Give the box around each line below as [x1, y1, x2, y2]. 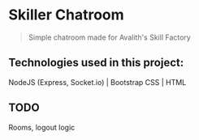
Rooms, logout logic [8, 122, 76, 132]
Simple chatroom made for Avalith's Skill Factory [28, 32, 191, 42]
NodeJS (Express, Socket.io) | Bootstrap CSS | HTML [8, 77, 187, 87]
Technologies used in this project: [8, 56, 184, 70]
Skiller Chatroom [8, 6, 124, 24]
